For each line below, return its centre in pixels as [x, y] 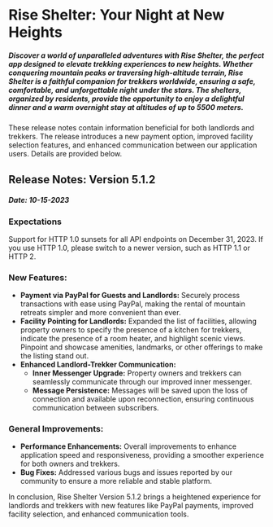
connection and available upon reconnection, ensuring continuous [143, 399]
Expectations [35, 222]
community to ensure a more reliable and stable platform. [116, 481]
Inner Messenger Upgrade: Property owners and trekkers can [137, 373]
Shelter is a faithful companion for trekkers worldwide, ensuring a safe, [132, 81]
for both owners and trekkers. [70, 464]
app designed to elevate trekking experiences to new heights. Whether [131, 64]
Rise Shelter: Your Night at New [117, 15]
